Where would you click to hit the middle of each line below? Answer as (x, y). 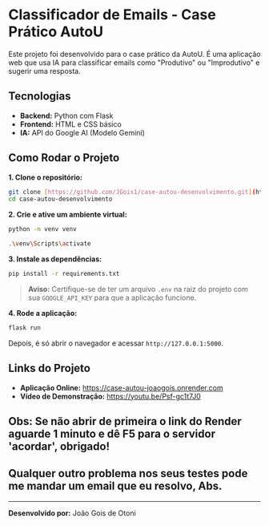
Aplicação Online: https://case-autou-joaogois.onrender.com (121, 387)
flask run (25, 328)
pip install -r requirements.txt (64, 274)
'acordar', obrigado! (59, 447)
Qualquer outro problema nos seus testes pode (128, 473)
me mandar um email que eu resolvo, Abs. (115, 486)
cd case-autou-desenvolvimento (60, 199)
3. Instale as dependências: (55, 259)
